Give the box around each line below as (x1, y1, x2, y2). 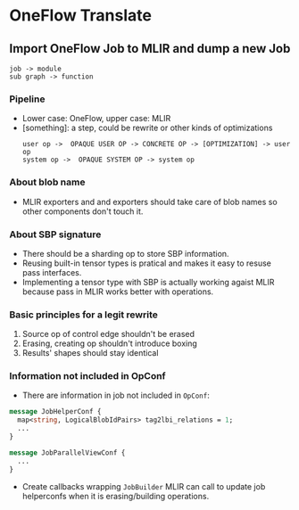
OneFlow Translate (9, 5, 152, 26)
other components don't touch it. (21, 206, 144, 217)
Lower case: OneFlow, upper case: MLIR (21, 113, 171, 124)
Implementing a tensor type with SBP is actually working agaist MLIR (21, 276, 275, 287)
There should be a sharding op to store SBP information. (21, 248, 229, 259)
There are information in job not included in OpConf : (21, 390, 210, 401)
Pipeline (9, 93, 46, 105)
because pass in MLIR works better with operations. (21, 286, 214, 297)
